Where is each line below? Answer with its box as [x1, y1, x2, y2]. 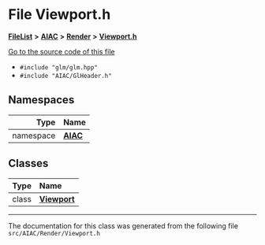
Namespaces [8, 93, 75, 107]
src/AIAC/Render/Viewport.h [8, 229, 101, 237]
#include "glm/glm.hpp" [19, 63, 99, 72]
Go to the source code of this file [8, 46, 115, 56]
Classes [8, 157, 49, 170]
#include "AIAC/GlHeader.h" [19, 72, 112, 80]
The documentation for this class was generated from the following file [8, 221, 239, 230]
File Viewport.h [8, 6, 111, 24]
